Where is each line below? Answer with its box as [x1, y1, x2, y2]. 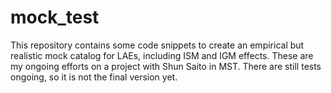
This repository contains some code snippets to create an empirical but [10, 39, 305, 51]
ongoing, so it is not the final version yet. [10, 71, 178, 83]
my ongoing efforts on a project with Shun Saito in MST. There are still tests [10, 60, 322, 72]
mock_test [10, 6, 100, 29]
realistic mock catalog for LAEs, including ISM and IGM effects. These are [10, 49, 314, 61]
